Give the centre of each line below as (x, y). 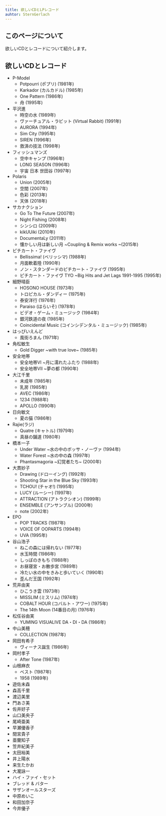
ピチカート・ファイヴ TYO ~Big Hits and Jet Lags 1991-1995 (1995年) (90, 276)
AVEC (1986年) (35, 393)
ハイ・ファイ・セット (34, 777)
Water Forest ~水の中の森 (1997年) (55, 455)
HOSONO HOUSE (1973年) (47, 288)
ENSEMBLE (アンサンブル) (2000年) (56, 505)
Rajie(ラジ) (23, 425)
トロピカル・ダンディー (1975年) (53, 294)
